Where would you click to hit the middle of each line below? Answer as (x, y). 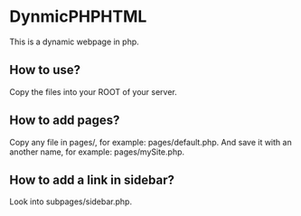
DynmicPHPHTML (78, 17)
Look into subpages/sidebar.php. (71, 202)
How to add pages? (65, 121)
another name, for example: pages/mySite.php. (97, 152)
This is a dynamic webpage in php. (75, 42)
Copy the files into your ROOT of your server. (94, 91)
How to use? (45, 70)
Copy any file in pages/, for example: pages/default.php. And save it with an (150, 142)
